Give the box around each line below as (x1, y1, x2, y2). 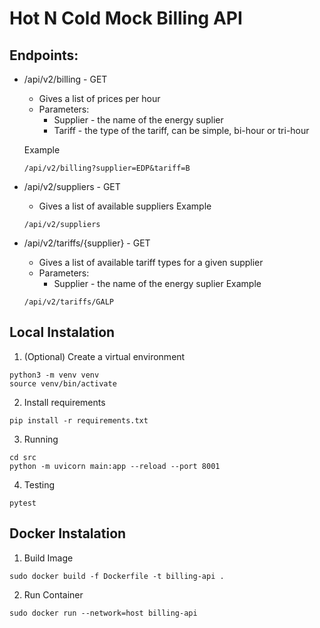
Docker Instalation (9, 525, 127, 542)
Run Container (23, 588, 84, 601)
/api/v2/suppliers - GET (23, 181, 121, 192)
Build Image (23, 552, 74, 564)
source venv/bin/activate (9, 378, 117, 389)
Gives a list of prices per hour (38, 93, 161, 104)
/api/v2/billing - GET (23, 73, 108, 85)
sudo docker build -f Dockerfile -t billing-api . (9, 571, 225, 581)
